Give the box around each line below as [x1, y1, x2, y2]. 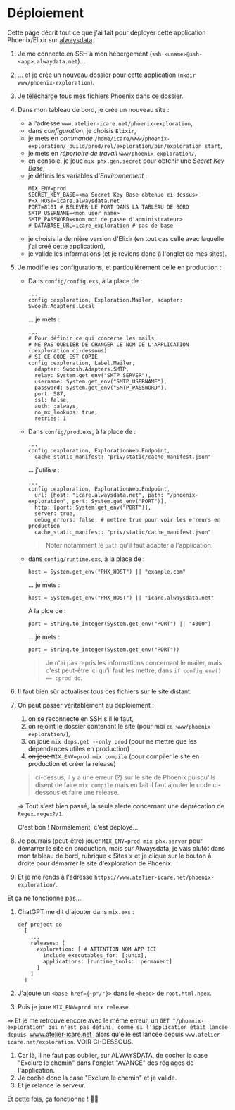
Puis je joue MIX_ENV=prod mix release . [17, 1002, 131, 1011]
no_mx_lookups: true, [34, 409, 99, 416]
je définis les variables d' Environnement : [27, 171, 148, 180]
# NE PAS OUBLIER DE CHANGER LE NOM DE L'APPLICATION [27, 340, 189, 348]
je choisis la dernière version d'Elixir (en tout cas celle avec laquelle [27, 234, 224, 242]
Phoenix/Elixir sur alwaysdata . [7, 35, 95, 44]
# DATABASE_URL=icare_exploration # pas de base [27, 222, 174, 229]
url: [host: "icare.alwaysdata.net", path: [34, 491, 164, 498]
